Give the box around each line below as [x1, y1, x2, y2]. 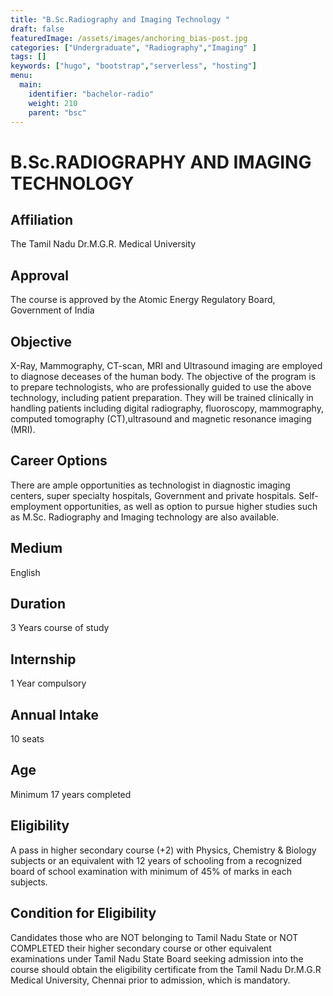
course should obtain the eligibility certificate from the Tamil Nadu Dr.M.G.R [10, 963, 322, 975]
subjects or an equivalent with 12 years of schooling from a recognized [10, 854, 303, 866]
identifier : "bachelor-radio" [28, 89, 155, 99]
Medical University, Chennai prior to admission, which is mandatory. [10, 974, 291, 986]
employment [10, 500, 62, 512]
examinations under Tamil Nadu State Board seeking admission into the [10, 952, 304, 965]
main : [19, 80, 43, 90]
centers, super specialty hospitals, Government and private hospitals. [10, 489, 297, 501]
